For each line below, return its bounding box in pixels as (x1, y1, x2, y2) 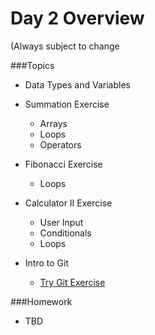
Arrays (39, 117, 68, 129)
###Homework (10, 295, 73, 307)
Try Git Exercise (39, 276, 106, 288)
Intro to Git (24, 257, 69, 269)
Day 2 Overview (10, 7, 145, 30)
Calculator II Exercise (24, 197, 113, 209)
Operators (39, 138, 82, 151)
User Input (39, 216, 84, 228)
